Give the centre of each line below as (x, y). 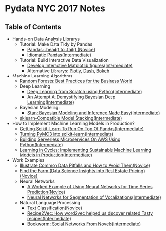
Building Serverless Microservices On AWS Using (70, 139)
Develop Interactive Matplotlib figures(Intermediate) (80, 65)
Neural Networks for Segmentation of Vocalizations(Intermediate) (94, 197)
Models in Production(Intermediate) (56, 155)
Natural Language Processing (50, 202)
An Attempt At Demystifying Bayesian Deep (71, 97)
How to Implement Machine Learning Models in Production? (73, 123)
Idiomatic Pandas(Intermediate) (59, 55)
